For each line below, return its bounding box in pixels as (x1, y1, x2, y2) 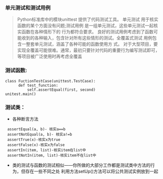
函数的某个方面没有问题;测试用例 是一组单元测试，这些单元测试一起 (17, 23, 154, 29)
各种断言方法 (12, 116, 38, 122)
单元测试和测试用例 (5, 4, 51, 11)
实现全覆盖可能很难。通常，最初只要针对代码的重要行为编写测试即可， (17, 47, 160, 53)
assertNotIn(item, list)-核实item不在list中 (7, 153, 97, 158)
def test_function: (18, 83, 58, 88)
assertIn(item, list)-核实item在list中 (7, 147, 86, 152)
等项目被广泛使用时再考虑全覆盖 (17, 53, 82, 60)
